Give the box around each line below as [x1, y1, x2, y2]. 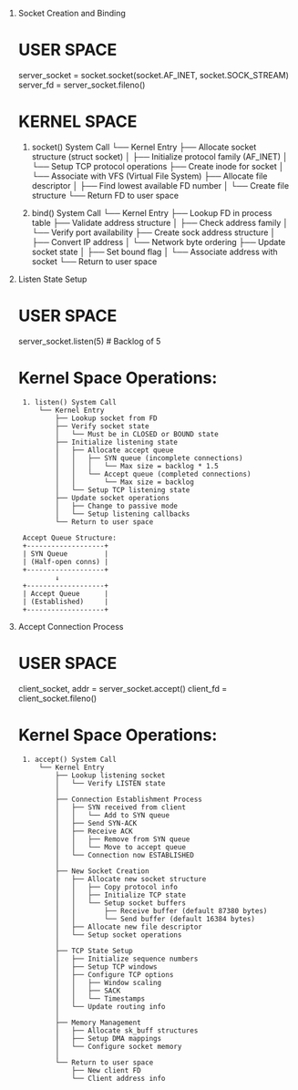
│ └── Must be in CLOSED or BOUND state [55, 429, 219, 438]
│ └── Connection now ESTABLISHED [55, 850, 194, 859]
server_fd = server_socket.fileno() [17, 79, 146, 90]
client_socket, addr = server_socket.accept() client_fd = [17, 683, 228, 694]
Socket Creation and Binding [17, 8, 126, 18]
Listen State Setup [17, 273, 87, 284]
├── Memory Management [55, 1018, 141, 1027]
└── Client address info [71, 1074, 166, 1083]
